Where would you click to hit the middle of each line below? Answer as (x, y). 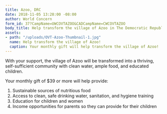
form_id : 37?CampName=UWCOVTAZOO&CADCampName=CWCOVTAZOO (65, 24)
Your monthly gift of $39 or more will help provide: (57, 81)
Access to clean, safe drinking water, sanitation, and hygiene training (83, 96)
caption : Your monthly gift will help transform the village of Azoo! (84, 47)
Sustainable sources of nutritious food (51, 90)
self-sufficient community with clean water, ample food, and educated (77, 66)
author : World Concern (29, 19)
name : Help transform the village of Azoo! (55, 42)
